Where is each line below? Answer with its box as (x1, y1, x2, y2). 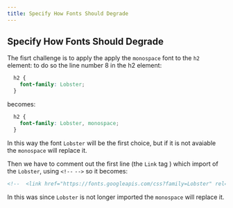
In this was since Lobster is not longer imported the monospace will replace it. (7, 193, 225, 201)
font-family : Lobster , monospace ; (19, 120, 119, 126)
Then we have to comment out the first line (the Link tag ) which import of (7, 160, 218, 168)
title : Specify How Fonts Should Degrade (7, 10, 129, 17)
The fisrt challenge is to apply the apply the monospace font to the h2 (7, 54, 200, 62)
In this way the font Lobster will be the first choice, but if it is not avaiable (7, 139, 216, 147)
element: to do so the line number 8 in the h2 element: (7, 62, 162, 70)
